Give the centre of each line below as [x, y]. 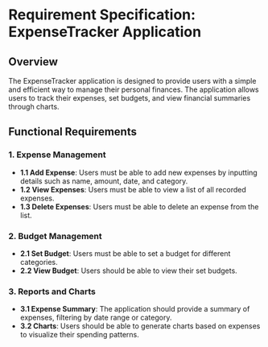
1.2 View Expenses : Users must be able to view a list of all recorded [133, 189]
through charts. [34, 107]
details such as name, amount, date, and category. [104, 181]
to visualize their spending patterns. [79, 335]
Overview [33, 62]
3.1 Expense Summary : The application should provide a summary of [135, 309]
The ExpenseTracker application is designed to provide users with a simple [132, 81]
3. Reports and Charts [52, 291]
